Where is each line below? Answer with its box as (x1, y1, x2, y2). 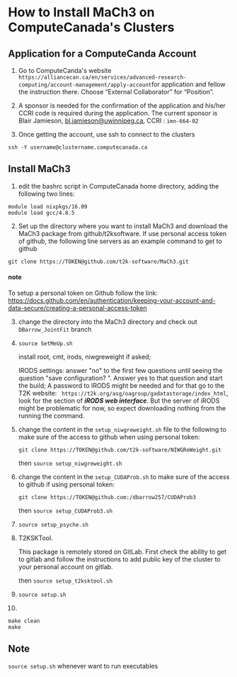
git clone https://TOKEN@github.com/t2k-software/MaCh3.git (8, 258, 190, 265)
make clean (8, 617, 40, 625)
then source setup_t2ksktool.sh (18, 576, 113, 585)
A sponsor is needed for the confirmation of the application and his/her (18, 101, 226, 110)
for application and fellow (151, 80, 226, 89)
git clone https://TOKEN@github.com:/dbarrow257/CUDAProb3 (18, 494, 197, 501)
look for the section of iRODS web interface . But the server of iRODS (18, 396, 220, 405)
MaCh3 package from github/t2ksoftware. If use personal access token (18, 229, 227, 237)
